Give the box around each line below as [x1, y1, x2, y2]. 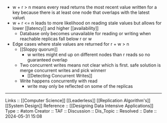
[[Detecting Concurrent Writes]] [27, 73, 93, 78]
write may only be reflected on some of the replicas [27, 83, 133, 89]
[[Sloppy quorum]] [19, 47, 58, 52]
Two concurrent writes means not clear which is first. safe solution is [19, 62, 161, 68]
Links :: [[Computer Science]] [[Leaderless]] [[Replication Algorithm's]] [5, 98, 151, 103]
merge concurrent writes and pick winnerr [19, 67, 106, 73]
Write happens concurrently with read [19, 78, 98, 84]
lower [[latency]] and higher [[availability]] [12, 25, 99, 31]
